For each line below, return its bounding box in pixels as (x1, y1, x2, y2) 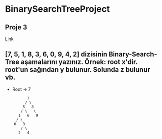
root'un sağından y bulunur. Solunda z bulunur (5, 65, 151, 74)
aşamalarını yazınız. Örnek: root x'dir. (20, 58, 138, 66)
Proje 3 (5, 23, 27, 31)
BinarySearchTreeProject (5, 3, 110, 15)
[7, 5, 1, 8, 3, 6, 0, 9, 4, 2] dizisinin (5, 50, 108, 58)
